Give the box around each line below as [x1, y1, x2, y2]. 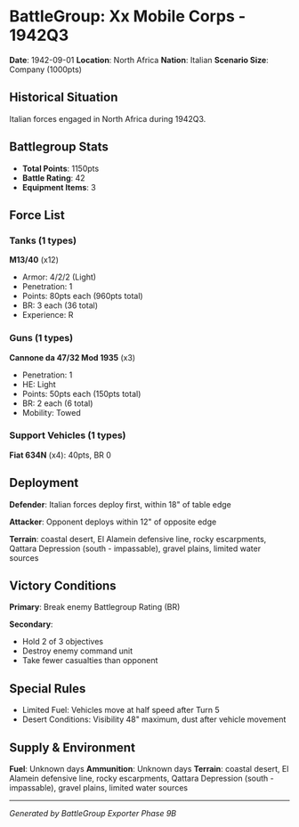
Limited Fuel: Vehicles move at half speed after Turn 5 [21, 705, 220, 716]
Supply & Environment [9, 740, 136, 755]
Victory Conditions [9, 579, 117, 594]
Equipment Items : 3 [21, 182, 96, 192]
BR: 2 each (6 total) [21, 398, 93, 409]
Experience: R [21, 310, 74, 320]
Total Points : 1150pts [21, 163, 100, 174]
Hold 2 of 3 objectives [21, 636, 104, 647]
